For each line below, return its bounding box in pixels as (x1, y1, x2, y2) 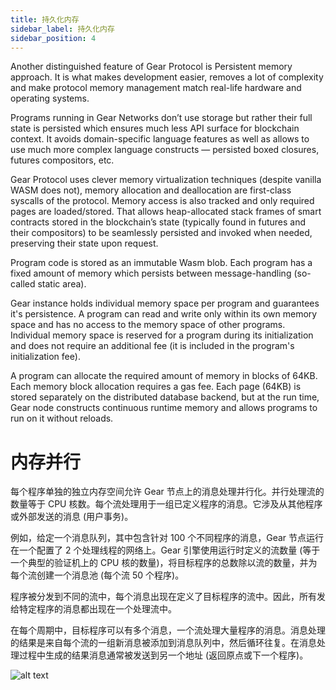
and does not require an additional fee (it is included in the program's (10, 340, 295, 352)
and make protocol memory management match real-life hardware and (10, 82, 302, 94)
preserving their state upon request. (10, 237, 159, 250)
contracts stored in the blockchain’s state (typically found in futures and (10, 216, 307, 228)
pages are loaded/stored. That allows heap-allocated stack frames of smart (10, 206, 322, 218)
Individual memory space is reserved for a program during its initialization (10, 329, 314, 341)
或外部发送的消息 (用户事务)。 (10, 511, 134, 523)
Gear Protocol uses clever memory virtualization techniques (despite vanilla (10, 174, 322, 186)
